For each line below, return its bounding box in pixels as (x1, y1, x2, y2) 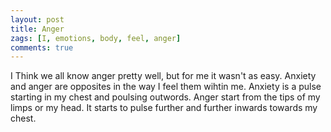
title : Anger (10, 24, 65, 34)
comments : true (10, 42, 74, 53)
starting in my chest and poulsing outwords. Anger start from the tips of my (10, 91, 321, 103)
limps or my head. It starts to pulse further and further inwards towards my (10, 102, 318, 114)
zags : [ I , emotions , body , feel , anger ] (10, 33, 182, 43)
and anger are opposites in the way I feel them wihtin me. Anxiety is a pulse (10, 81, 322, 93)
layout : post (10, 14, 65, 25)
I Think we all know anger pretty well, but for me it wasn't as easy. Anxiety (10, 70, 317, 82)
